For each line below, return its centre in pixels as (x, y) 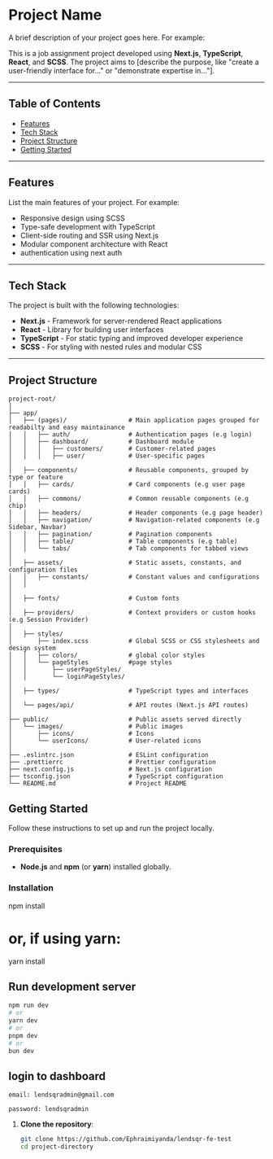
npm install (27, 906)
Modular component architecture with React (94, 244)
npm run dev (28, 1006)
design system (32, 649)
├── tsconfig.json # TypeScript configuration (116, 776)
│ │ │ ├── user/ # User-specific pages (107, 456)
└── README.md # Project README (97, 784)
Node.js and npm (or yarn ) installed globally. (96, 867)
